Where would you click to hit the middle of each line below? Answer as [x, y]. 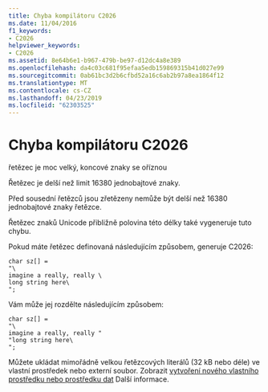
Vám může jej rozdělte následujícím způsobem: [86, 304]
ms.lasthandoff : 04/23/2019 [55, 98]
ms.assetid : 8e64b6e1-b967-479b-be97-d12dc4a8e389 [95, 61]
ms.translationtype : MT [48, 83]
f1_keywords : [30, 31]
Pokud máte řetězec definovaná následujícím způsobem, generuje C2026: [131, 247]
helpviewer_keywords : [45, 46]
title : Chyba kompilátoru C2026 [62, 16]
